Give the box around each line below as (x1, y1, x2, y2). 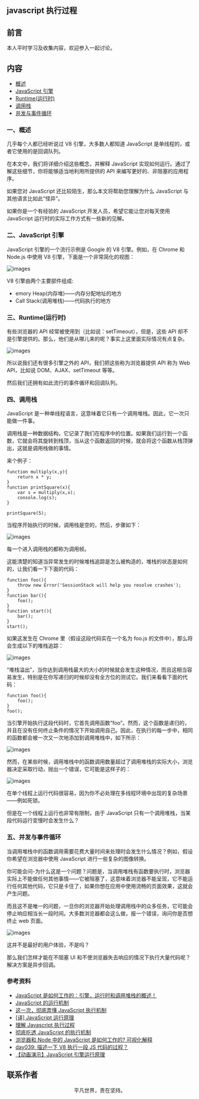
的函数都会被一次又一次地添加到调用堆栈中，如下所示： (6, 734, 141, 742)
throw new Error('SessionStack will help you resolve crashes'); (17, 583, 182, 588)
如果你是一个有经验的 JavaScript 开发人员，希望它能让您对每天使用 (6, 207, 171, 214)
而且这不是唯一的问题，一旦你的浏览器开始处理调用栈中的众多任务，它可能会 (6, 902, 193, 909)
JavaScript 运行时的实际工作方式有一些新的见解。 (6, 215, 128, 222)
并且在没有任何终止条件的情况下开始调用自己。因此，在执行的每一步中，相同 (6, 727, 193, 734)
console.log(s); (17, 495, 58, 501)
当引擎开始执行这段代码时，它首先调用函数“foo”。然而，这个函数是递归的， (6, 720, 190, 727)
